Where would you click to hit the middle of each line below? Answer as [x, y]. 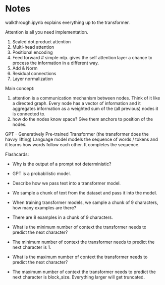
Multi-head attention [33, 47]
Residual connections [34, 73]
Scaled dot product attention [41, 42]
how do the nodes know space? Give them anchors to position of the [82, 119]
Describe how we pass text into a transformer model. [66, 183]
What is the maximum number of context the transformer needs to [80, 257]
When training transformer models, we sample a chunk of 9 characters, [85, 202]
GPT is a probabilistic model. [42, 173]
